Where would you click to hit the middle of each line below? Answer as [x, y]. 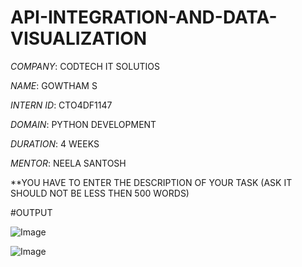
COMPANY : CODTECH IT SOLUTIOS [85, 66]
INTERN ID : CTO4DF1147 [61, 105]
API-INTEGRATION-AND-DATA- [144, 17]
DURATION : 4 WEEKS [55, 143]
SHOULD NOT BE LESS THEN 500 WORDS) [100, 193]
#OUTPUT [31, 212]
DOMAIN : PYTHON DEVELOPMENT [83, 124]
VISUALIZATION [79, 38]
